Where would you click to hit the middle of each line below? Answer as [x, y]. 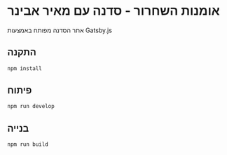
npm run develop [31, 107]
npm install [25, 68]
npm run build [28, 144]
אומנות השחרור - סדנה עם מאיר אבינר [114, 11]
